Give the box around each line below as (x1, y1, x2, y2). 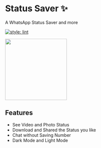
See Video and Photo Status (12, 122, 69, 127)
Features (5, 109, 33, 117)
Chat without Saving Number (12, 132, 71, 138)
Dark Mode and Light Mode (12, 137, 68, 143)
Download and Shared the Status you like (12, 127, 96, 133)
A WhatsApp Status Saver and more (5, 19, 78, 25)
